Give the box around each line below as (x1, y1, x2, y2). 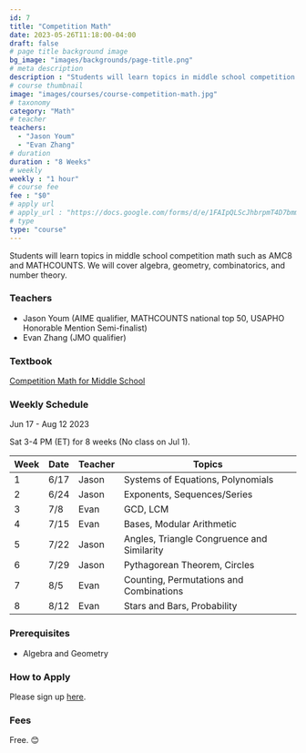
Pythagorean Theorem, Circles (123, 559, 255, 572)
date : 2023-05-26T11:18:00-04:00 (9, 30, 137, 39)
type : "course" (9, 225, 67, 234)
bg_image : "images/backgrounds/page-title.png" (9, 56, 194, 65)
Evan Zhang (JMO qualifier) (22, 331, 127, 342)
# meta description (9, 65, 84, 74)
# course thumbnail (9, 81, 84, 90)
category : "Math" (9, 107, 76, 116)
